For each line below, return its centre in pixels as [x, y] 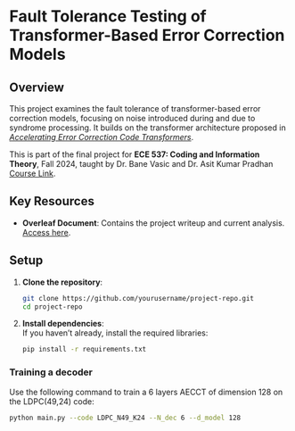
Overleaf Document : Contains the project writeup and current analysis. [153, 223]
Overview [37, 87]
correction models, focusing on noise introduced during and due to [132, 118]
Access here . [46, 232]
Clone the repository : [62, 282]
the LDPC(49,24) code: [52, 401]
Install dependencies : [63, 324]
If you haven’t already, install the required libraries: [115, 333]
